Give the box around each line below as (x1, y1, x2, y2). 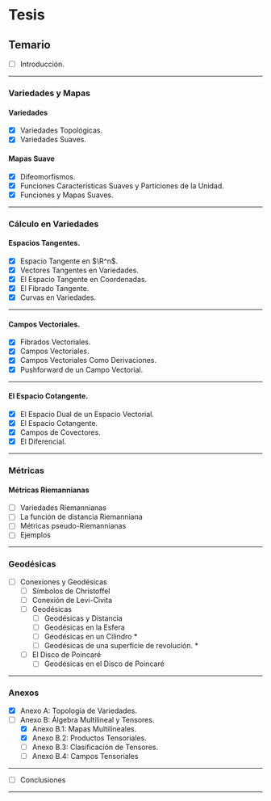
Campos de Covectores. (19, 427, 101, 437)
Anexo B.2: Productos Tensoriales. (31, 733, 147, 743)
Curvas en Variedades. (19, 293, 97, 302)
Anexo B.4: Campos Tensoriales (31, 751, 139, 761)
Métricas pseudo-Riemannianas (19, 521, 127, 531)
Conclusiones (19, 775, 66, 785)
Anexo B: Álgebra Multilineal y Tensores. (19, 715, 155, 724)
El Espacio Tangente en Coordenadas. (19, 274, 148, 284)
